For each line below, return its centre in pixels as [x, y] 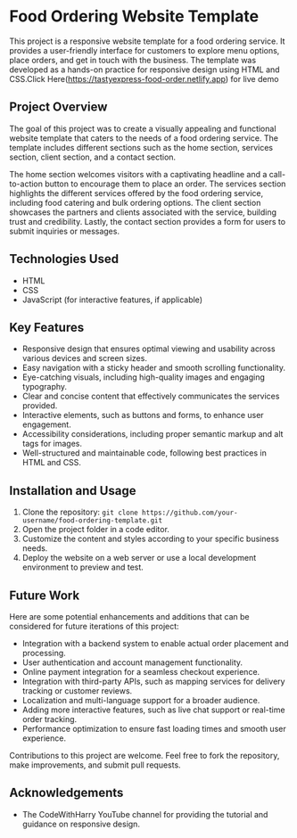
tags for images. [52, 444]
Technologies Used [64, 259]
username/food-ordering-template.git [92, 521]
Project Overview [58, 107]
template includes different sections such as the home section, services [141, 147]
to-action [26, 184]
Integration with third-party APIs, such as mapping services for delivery [153, 681]
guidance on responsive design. [81, 824]
